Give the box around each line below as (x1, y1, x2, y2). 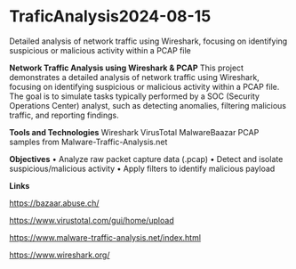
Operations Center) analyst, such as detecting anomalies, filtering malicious (9, 100, 287, 110)
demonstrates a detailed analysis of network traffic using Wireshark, (9, 71, 260, 82)
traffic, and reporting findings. (9, 110, 120, 120)
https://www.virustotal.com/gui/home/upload (9, 215, 175, 225)
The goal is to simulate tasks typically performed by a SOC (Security (9, 91, 260, 102)
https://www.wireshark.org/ (9, 249, 110, 260)
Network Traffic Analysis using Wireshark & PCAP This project (9, 62, 244, 73)
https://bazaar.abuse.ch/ (9, 198, 100, 208)
